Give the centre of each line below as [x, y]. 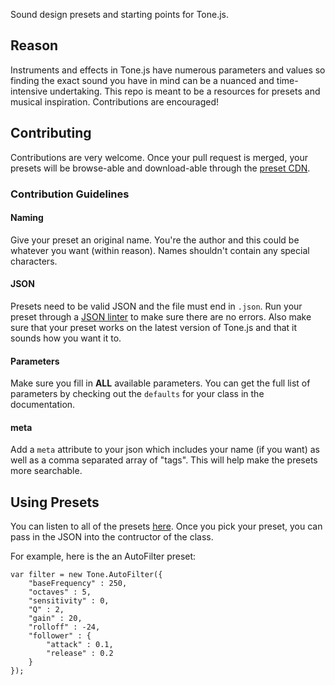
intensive [29, 91]
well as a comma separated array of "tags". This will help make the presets [164, 460]
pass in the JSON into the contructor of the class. [112, 537]
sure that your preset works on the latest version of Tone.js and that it [154, 327]
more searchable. [46, 471]
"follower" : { [60, 636]
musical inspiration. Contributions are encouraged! [115, 101]
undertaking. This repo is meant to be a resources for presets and [185, 91]
